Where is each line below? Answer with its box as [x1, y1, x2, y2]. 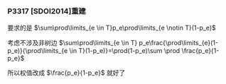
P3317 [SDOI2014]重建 [7, 6, 87, 16]
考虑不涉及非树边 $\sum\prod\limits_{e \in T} [7, 39, 138, 47]
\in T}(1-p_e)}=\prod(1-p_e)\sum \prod [69, 47, 181, 55]
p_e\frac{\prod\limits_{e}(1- [139, 39, 219, 47]
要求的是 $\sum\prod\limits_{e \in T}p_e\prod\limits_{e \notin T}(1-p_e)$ [7, 23, 216, 32]
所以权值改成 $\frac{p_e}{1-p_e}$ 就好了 [7, 68, 126, 77]
